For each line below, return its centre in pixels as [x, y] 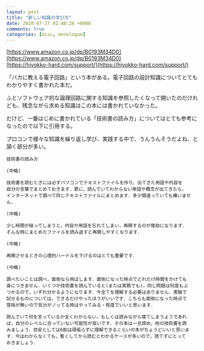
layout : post [23, 12]
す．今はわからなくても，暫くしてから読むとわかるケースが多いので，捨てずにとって [96, 336]
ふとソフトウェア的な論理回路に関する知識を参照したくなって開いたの [94, 98]
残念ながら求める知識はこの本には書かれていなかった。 [92, 106]
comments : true [26, 29]
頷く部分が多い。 [28, 147]
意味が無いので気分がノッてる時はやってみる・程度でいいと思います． [81, 305]
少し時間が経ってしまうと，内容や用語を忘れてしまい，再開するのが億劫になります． [97, 226]
